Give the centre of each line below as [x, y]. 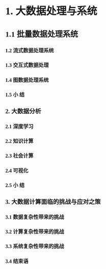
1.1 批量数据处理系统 [42, 34]
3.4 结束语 [17, 261]
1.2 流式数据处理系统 [30, 50]
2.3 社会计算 [20, 156]
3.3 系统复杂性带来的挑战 [35, 247]
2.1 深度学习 [20, 126]
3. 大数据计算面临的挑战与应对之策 [53, 202]
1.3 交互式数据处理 [27, 65]
